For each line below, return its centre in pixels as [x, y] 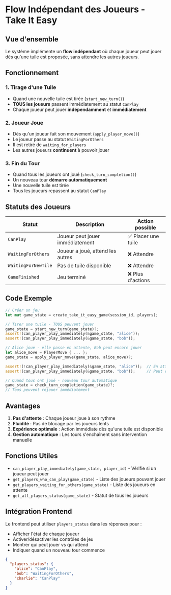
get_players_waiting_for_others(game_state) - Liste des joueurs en [84, 485]
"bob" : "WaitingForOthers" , [44, 574]
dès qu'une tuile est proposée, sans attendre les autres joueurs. [72, 57]
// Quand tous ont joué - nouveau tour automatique [61, 380]
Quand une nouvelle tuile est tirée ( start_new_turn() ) [68, 99]
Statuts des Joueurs [38, 207]
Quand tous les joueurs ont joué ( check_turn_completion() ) [75, 174]
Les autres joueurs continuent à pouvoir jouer [61, 150]
